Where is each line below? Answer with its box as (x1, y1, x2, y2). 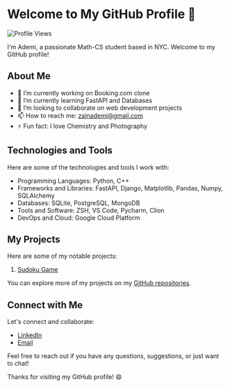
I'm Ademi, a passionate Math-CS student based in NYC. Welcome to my (7, 42, 215, 51)
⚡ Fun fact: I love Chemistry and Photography (17, 122, 148, 130)
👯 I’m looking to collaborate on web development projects (17, 104, 183, 112)
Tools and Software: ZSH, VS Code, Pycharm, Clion (17, 206, 165, 214)
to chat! (7, 359, 29, 368)
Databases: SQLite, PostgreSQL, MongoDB (17, 198, 140, 207)
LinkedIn (17, 331, 42, 339)
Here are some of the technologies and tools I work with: (7, 163, 170, 171)
